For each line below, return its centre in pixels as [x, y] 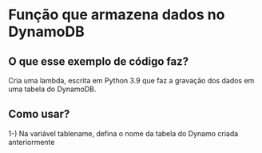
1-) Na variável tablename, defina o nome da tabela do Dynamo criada [123, 133]
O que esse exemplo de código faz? [99, 61]
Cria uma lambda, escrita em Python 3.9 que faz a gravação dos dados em [131, 81]
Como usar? [39, 114]
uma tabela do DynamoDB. [52, 89]
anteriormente [32, 142]
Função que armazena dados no [117, 15]
